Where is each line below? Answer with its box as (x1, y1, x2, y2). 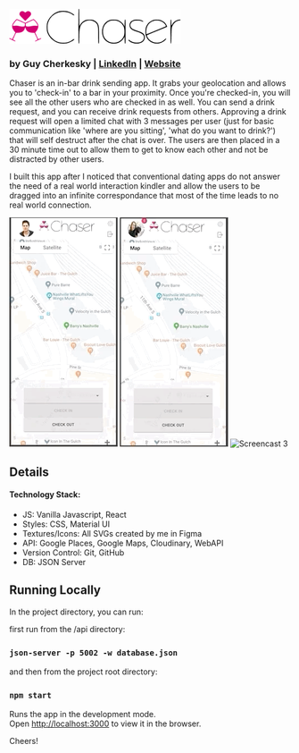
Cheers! (9, 736, 38, 747)
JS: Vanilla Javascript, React (21, 509, 127, 520)
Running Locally (9, 582, 101, 598)
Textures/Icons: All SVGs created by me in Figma (21, 528, 203, 538)
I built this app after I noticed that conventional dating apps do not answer (9, 171, 281, 182)
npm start (9, 690, 52, 700)
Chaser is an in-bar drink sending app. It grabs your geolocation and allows (9, 78, 287, 89)
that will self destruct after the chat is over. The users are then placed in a (9, 135, 280, 146)
